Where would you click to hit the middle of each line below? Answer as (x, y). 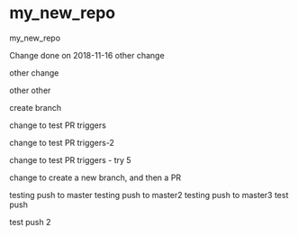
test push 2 (30, 222)
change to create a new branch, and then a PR (95, 177)
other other (30, 90)
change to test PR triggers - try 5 (71, 159)
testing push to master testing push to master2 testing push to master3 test (149, 195)
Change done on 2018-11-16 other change (87, 55)
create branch (35, 107)
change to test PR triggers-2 (62, 142)
